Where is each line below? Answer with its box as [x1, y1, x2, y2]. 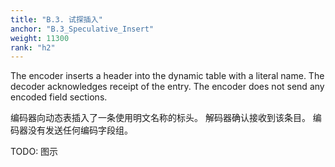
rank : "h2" [10, 42, 56, 53]
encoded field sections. [10, 91, 108, 103]
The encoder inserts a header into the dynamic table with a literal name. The [10, 70, 325, 82]
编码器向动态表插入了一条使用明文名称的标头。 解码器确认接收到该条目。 [10, 112, 311, 124]
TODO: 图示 [10, 146, 59, 158]
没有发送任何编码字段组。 [27, 124, 133, 136]
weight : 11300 [10, 33, 70, 43]
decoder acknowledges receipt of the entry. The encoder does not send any [10, 81, 325, 93]
